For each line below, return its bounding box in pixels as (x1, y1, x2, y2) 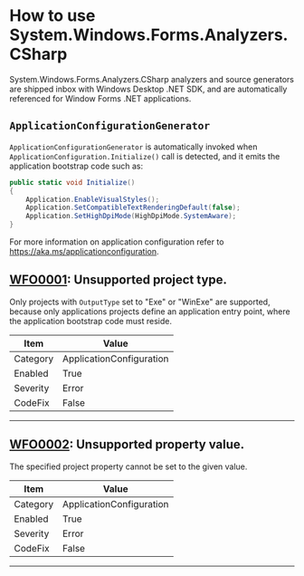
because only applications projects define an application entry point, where (9, 305, 291, 317)
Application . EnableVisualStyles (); (25, 195, 160, 204)
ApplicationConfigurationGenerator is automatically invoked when (9, 141, 258, 152)
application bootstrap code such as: (9, 160, 144, 171)
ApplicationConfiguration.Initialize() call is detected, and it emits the (9, 150, 280, 161)
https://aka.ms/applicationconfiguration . (9, 246, 159, 256)
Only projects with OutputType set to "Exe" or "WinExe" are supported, (9, 296, 271, 307)
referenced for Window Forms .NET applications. (9, 92, 192, 104)
